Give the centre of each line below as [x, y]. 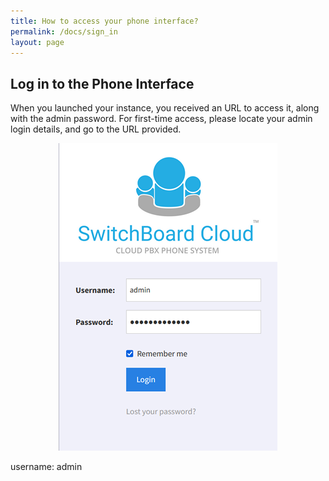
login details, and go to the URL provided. [96, 129]
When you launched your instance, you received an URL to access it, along [165, 108]
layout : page [37, 42]
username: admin [46, 467]
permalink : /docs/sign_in [64, 31]
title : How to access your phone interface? [104, 21]
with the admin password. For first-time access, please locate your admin [161, 119]
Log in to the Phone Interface [102, 83]
